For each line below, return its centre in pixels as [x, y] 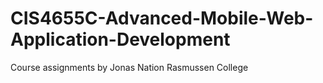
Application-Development [120, 39]
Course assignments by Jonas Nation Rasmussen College [129, 67]
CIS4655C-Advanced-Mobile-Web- [162, 18]
